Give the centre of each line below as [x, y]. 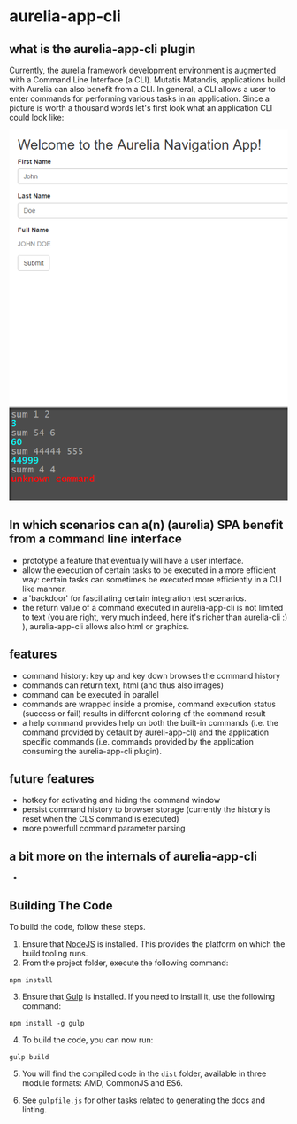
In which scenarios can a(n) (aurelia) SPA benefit [146, 525]
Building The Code [61, 905]
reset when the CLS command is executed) [100, 819]
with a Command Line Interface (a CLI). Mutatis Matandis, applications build [147, 80]
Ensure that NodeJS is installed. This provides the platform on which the [153, 944]
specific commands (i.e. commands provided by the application [138, 741]
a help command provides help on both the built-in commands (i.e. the [150, 722]
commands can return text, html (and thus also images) [122, 685]
